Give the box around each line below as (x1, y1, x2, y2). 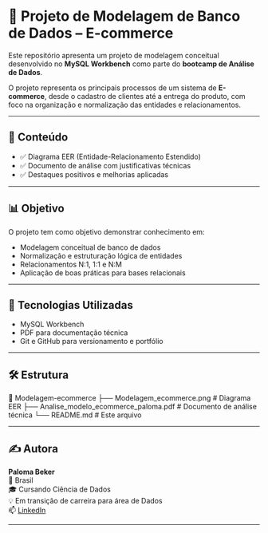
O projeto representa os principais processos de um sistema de (8, 83, 217, 93)
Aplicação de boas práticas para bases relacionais (19, 267, 186, 278)
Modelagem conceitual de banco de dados (19, 243, 161, 252)
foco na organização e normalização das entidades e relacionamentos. (8, 100, 242, 109)
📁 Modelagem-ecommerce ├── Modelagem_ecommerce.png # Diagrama (8, 393, 251, 403)
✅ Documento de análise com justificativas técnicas (19, 160, 191, 170)
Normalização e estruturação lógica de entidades (19, 251, 183, 260)
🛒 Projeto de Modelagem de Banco (8, 7, 241, 26)
